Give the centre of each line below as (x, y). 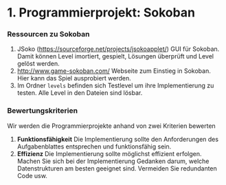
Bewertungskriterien (42, 111)
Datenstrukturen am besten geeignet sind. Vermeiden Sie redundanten (117, 168)
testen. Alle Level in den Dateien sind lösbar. (80, 93)
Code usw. (32, 175)
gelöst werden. (38, 64)
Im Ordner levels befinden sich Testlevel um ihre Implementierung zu (115, 86)
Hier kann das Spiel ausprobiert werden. (74, 78)
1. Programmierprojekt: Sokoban (101, 13)
